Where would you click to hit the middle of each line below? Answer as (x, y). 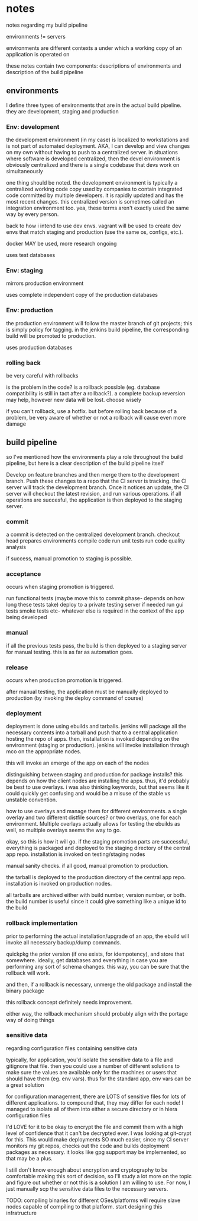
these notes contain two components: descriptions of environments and (94, 66)
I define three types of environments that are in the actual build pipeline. (94, 105)
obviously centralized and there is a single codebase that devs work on (93, 165)
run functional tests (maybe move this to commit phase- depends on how (95, 598)
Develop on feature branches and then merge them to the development (93, 474)
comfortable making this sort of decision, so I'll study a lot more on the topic (99, 1176)
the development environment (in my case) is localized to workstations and (98, 140)
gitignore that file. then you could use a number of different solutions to (93, 1066)
